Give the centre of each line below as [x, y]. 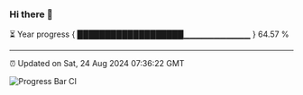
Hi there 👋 [32, 14]
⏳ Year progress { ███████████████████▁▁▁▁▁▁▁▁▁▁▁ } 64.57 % [150, 34]
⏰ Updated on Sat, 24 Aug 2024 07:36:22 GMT [97, 64]
